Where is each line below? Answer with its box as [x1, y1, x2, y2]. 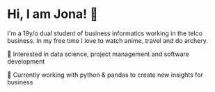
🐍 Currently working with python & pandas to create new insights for [7, 71, 204, 79]
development [7, 57, 45, 65]
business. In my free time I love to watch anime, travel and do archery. [7, 36, 209, 44]
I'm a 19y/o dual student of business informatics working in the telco [7, 29, 203, 37]
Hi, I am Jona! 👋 [7, 6, 99, 22]
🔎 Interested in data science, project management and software [7, 50, 190, 58]
